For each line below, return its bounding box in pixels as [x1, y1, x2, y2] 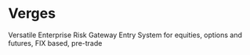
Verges [8, 5, 56, 22]
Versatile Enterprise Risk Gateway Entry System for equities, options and [8, 30, 243, 40]
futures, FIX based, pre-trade [8, 38, 103, 47]
